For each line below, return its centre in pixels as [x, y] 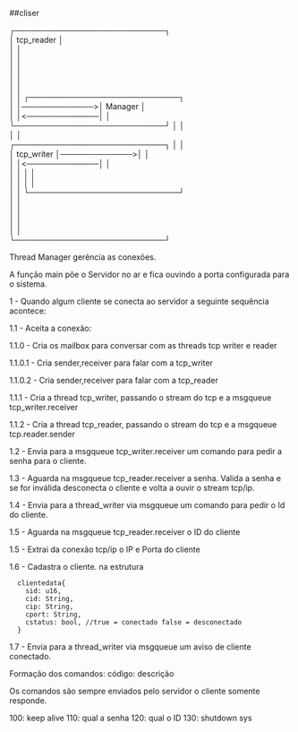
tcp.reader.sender [43, 434]
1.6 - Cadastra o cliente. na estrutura [77, 567]
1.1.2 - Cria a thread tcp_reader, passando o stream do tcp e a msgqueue [143, 424]
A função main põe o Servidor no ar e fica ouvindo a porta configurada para [149, 274]
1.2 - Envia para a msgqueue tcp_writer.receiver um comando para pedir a [146, 451]
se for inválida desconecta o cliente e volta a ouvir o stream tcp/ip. [132, 488]
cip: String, [50, 607]
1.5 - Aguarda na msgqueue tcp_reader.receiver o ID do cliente [125, 532]
